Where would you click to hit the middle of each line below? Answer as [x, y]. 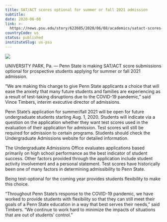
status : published [24, 38]
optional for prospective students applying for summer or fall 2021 [73, 71]
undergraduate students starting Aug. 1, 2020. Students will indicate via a [80, 117]
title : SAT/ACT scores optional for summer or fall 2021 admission [77, 10]
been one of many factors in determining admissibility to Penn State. [75, 169]
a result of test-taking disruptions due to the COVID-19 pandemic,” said [78, 97]
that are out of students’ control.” [39, 215]
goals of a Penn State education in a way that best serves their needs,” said [83, 204]
